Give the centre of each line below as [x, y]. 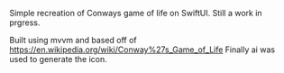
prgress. [25, 23]
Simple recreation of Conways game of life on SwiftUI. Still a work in [136, 13]
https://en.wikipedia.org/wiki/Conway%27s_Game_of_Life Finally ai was [142, 50]
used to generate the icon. [59, 59]
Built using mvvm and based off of [73, 40]
